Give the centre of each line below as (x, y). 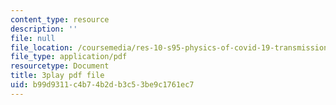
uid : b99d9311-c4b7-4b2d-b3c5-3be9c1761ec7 (102, 85)
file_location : (42, 47)
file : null (33, 38)
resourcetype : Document (60, 66)
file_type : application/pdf (69, 57)
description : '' (44, 29)
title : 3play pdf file (57, 76)
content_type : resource (60, 19)
